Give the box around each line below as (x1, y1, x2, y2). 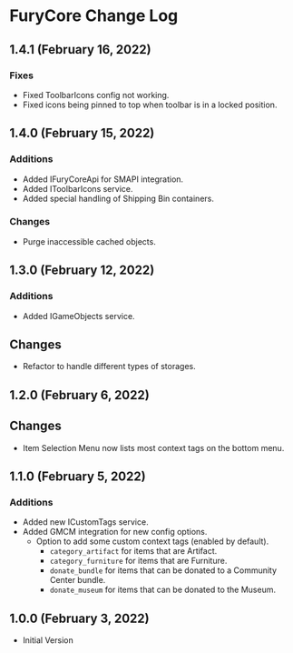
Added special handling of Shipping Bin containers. (22, 193, 215, 204)
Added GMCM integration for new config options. (22, 527, 208, 537)
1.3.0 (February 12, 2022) (9, 263, 155, 278)
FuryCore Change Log (9, 5, 179, 26)
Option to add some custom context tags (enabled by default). (35, 536, 269, 547)
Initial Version (22, 635, 74, 646)
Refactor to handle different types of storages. (22, 361, 197, 372)
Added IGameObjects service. (22, 310, 135, 321)
